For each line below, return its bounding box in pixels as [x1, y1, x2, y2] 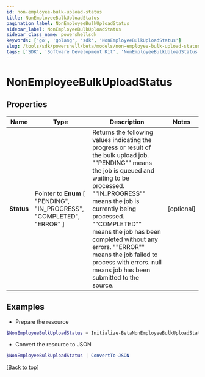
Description [109, 118, 145, 126]
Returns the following [92, 128, 154, 136]
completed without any [92, 235, 159, 244]
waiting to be [92, 174, 130, 182]
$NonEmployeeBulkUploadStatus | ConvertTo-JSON [6, 353, 130, 359]
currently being [92, 204, 136, 213]
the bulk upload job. [92, 151, 149, 159]
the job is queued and [92, 166, 154, 174]
